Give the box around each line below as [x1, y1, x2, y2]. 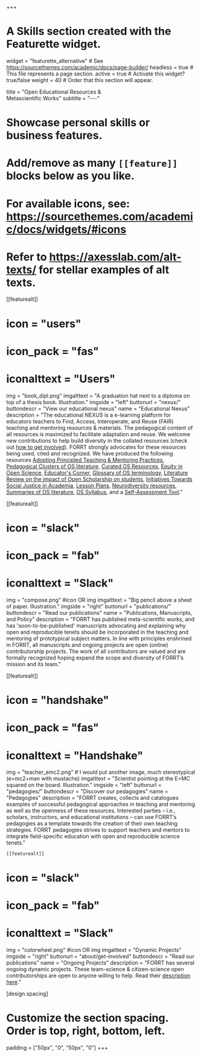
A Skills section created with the [6, 25, 171, 38]
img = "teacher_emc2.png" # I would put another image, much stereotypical [6, 768, 196, 776]
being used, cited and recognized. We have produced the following [6, 449, 173, 457]
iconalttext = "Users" [6, 372, 116, 385]
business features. [6, 129, 103, 143]
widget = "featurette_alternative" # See [6, 57, 104, 64]
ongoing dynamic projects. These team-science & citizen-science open [6, 965, 184, 972]
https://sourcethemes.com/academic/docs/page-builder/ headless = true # [6, 63, 194, 71]
